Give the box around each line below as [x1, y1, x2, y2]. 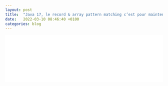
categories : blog [5, 21, 41, 26]
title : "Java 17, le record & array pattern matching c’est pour [5, 12, 146, 17]
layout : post [5, 7, 32, 12]
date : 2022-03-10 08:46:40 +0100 [5, 16, 79, 21]
